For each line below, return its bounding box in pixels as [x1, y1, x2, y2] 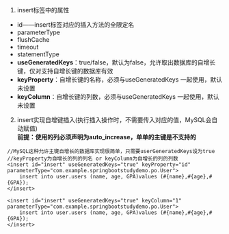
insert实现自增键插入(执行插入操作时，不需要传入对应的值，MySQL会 [16, 116, 212, 124]
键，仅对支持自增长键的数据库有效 [16, 67, 113, 75]
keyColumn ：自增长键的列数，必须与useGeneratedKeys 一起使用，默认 [16, 93, 220, 101]
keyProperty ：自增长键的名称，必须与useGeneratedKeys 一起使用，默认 [16, 75, 223, 84]
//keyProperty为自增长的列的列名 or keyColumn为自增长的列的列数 [7, 155, 179, 162]
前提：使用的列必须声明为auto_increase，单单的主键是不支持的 [16, 133, 196, 141]
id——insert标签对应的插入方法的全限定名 [16, 21, 135, 29]
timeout [16, 43, 39, 51]
